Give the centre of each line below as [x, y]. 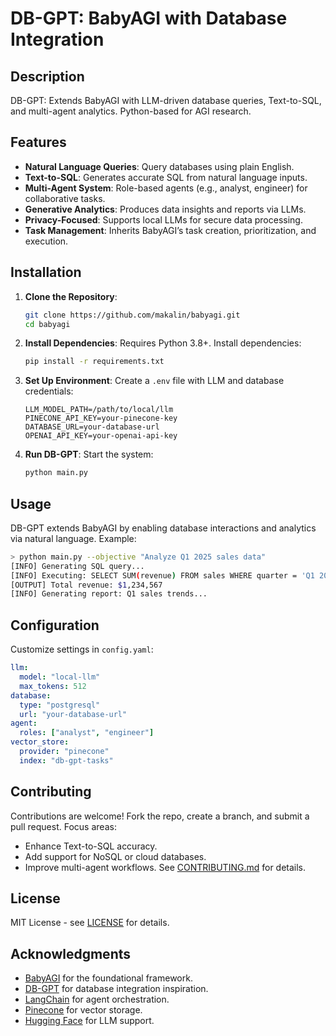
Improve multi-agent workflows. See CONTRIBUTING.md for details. [165, 867]
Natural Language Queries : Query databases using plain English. [159, 166]
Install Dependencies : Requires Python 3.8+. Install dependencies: [163, 343]
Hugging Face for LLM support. [89, 1021]
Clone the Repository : [71, 296]
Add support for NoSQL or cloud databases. [115, 856]
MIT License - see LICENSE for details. [90, 923]
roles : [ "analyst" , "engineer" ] [87, 733]
